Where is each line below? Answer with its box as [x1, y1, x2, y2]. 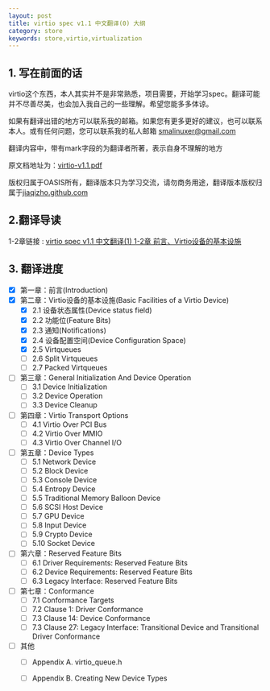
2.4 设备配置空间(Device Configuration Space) [31, 336, 187, 345]
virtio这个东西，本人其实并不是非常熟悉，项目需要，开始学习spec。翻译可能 [8, 89, 260, 99]
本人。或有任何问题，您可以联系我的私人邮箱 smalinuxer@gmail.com [8, 126, 236, 136]
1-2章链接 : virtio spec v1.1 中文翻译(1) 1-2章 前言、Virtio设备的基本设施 [8, 236, 242, 246]
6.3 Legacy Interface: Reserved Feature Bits [31, 576, 178, 585]
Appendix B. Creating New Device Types [31, 673, 168, 683]
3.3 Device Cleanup [31, 400, 98, 410]
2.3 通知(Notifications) [31, 325, 107, 335]
